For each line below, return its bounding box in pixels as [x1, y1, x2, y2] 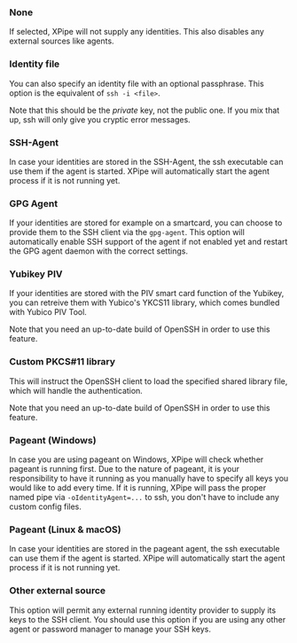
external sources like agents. [9, 35, 114, 46]
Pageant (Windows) [9, 434, 97, 446]
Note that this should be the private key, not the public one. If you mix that [9, 105, 280, 115]
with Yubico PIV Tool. [9, 307, 87, 318]
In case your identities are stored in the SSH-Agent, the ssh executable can [9, 156, 284, 167]
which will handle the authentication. [9, 385, 144, 396]
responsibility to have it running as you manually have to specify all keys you [9, 473, 289, 484]
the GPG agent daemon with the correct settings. [9, 246, 189, 256]
